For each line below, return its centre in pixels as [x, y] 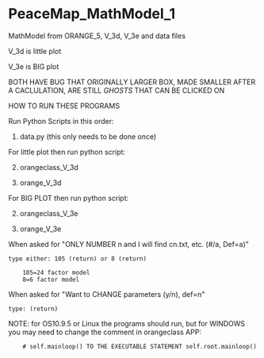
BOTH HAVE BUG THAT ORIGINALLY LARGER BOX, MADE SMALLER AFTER [132, 82]
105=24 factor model [56, 272]
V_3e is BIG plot [34, 66]
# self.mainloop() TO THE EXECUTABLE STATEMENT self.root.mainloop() [140, 346]
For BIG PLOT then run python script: [69, 198]
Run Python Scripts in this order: [61, 121]
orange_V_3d [40, 183]
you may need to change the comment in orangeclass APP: [105, 332]
